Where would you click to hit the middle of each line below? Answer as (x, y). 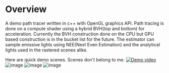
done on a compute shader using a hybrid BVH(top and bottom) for (75, 28)
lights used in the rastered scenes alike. (46, 50)
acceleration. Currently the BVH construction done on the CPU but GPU (80, 34)
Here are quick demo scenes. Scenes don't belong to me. (65, 59)
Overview (26, 9)
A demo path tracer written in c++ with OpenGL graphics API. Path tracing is (84, 23)
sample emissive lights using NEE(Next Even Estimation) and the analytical (83, 44)
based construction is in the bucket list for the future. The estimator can (80, 39)
